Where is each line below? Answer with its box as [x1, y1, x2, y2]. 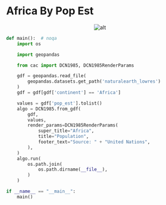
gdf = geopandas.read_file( [17, 73, 86, 79]
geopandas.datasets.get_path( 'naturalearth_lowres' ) [27, 78, 161, 84]
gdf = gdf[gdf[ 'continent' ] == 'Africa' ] [17, 90, 121, 96]
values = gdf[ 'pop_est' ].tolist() [17, 100, 102, 106]
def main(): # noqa [6, 35, 58, 41]
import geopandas [17, 52, 60, 58]
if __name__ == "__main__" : [6, 188, 76, 194]
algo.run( [17, 156, 42, 162]
